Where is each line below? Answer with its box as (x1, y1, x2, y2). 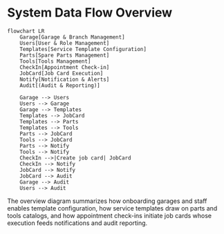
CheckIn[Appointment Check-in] (19, 64, 110, 70)
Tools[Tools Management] (19, 57, 91, 65)
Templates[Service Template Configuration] (19, 46, 147, 52)
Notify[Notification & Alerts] (19, 76, 110, 83)
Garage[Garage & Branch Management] (19, 33, 126, 41)
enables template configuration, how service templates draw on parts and (7, 204, 218, 212)
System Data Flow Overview (7, 5, 173, 21)
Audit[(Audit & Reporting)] (19, 81, 100, 89)
